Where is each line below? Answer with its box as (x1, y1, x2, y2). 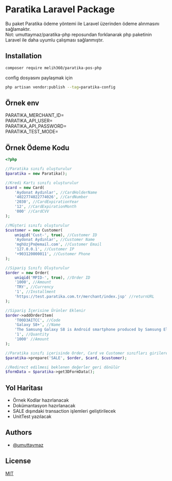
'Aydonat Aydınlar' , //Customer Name (14, 237, 95, 242)
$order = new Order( (5, 270, 50, 275)
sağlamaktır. (5, 26, 31, 32)
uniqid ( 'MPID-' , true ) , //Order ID (14, 275, 91, 280)
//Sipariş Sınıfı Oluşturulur (5, 265, 70, 270)
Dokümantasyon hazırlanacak (12, 403, 76, 409)
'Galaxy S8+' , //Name (14, 322, 60, 327)
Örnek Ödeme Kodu (5, 143, 70, 152)
